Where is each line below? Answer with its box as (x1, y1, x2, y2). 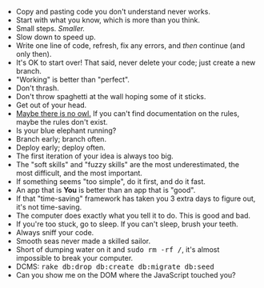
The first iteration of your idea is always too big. (15, 151, 174, 161)
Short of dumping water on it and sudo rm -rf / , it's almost (15, 245, 220, 254)
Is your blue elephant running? (15, 126, 117, 135)
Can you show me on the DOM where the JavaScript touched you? (15, 270, 236, 279)
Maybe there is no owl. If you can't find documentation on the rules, (15, 109, 240, 118)
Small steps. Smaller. (15, 24, 86, 33)
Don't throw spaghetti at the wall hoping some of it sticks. (15, 92, 206, 101)
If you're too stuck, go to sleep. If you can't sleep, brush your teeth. (15, 219, 238, 229)
